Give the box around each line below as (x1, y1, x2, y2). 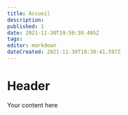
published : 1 (7, 23, 44, 30)
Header (7, 79, 50, 94)
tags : (7, 36, 23, 43)
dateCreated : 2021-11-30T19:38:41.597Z (7, 49, 121, 56)
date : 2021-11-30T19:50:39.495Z (7, 29, 99, 36)
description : (7, 17, 44, 23)
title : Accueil (7, 10, 51, 17)
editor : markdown (7, 42, 57, 49)
